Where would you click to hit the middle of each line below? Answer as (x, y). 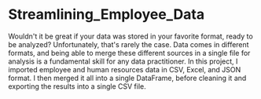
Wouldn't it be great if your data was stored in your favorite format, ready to (130, 36)
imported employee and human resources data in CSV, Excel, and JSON (125, 69)
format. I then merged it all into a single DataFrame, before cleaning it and (127, 78)
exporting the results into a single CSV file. (77, 86)
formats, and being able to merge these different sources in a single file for (129, 53)
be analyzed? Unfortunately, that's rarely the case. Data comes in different (129, 44)
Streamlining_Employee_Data (107, 15)
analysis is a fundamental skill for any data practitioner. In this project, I (123, 61)
